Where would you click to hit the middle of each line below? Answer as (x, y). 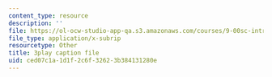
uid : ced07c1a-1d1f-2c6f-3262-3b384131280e (83, 61)
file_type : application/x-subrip (65, 38)
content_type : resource (49, 16)
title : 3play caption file (54, 53)
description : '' (36, 23)
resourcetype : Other (43, 46)
